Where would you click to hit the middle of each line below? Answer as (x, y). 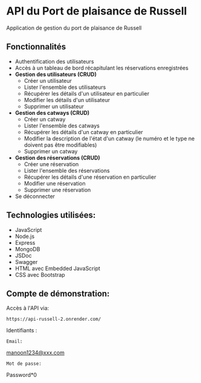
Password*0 (22, 375)
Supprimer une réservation (57, 190)
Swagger (26, 262)
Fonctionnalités (36, 47)
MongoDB (27, 249)
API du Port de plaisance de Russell (97, 11)
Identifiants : (22, 330)
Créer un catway (45, 119)
